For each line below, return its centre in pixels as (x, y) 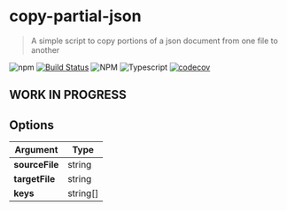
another (45, 49)
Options (32, 125)
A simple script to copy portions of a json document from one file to (155, 41)
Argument (36, 150)
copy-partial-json (75, 16)
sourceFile (36, 165)
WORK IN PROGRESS (68, 95)
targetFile (35, 179)
